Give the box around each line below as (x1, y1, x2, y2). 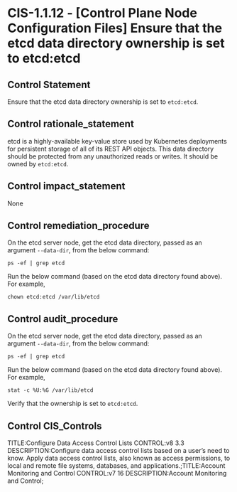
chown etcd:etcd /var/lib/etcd (7, 294, 100, 301)
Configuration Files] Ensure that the (7, 20, 222, 36)
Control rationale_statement (7, 118, 135, 130)
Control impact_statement (7, 180, 126, 193)
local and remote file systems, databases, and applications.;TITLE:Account (7, 461, 226, 470)
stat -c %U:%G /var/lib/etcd (7, 387, 94, 394)
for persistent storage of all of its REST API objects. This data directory (7, 144, 214, 153)
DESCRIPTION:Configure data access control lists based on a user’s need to (7, 446, 230, 455)
